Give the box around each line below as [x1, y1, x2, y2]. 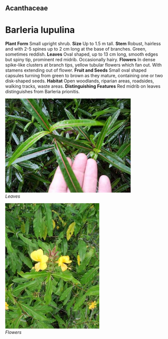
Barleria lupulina [5, 24, 75, 36]
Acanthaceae [5, 4, 48, 13]
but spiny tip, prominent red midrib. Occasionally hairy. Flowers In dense [5, 57, 155, 63]
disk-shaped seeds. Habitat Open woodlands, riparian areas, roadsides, [5, 78, 154, 84]
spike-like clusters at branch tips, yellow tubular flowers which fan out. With [5, 62, 162, 68]
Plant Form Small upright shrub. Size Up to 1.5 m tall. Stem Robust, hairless [5, 41, 161, 47]
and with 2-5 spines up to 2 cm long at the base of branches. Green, [5, 46, 147, 52]
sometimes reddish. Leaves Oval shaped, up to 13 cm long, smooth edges [5, 51, 158, 57]
